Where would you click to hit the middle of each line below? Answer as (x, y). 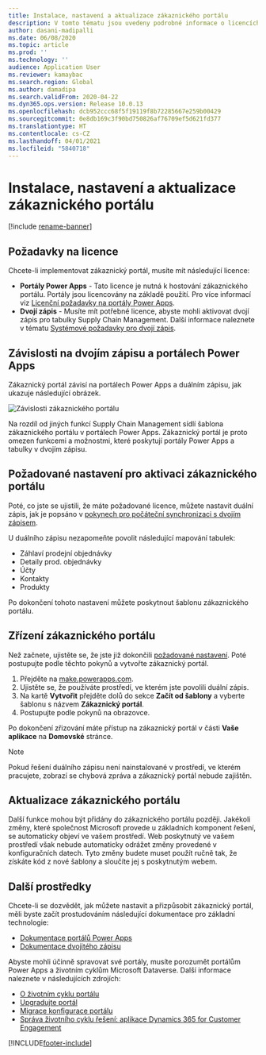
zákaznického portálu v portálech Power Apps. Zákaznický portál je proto (128, 432)
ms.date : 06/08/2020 (42, 38)
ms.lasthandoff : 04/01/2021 (55, 141)
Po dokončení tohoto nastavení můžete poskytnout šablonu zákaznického (129, 602)
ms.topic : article (38, 45)
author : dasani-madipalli (51, 30)
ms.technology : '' (38, 60)
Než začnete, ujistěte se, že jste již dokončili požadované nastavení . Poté (127, 655)
